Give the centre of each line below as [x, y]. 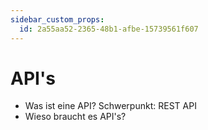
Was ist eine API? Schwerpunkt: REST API [110, 106]
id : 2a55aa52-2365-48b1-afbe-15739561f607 [109, 29]
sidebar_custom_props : [57, 19]
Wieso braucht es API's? [75, 117]
